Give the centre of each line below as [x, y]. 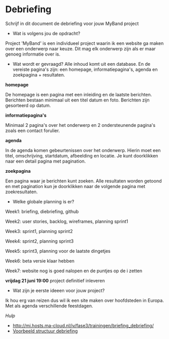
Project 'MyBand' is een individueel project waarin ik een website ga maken [84, 43]
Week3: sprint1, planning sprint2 [39, 231]
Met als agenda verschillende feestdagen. [49, 306]
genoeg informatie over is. [33, 54]
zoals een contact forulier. [33, 131]
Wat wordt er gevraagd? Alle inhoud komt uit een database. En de [81, 64]
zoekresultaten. [22, 192]
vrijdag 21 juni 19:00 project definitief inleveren [55, 280]
